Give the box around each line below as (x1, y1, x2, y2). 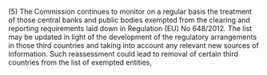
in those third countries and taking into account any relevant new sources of (8, 41, 260, 50)
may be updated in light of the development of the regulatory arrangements (8, 32, 257, 41)
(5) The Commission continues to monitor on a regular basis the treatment (8, 7, 253, 16)
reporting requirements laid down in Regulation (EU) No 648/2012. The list (8, 24, 253, 33)
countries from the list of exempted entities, (8, 57, 153, 67)
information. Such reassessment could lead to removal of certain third (8, 49, 238, 58)
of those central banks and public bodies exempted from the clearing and (8, 15, 250, 25)
